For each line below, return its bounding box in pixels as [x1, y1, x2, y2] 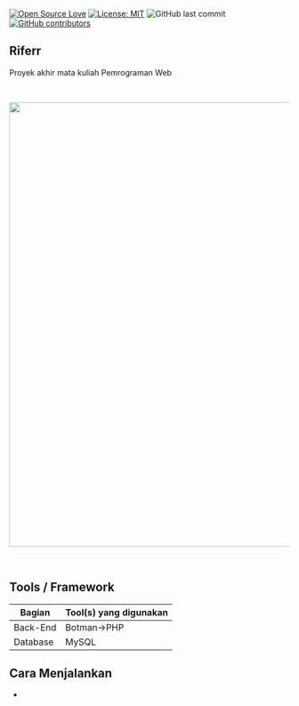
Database [13, 636, 54, 648]
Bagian [20, 606, 51, 618]
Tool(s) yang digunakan [65, 606, 169, 618]
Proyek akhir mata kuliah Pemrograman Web [9, 67, 172, 77]
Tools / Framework [9, 580, 115, 595]
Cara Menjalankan [9, 666, 113, 681]
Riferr [9, 44, 42, 59]
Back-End [13, 621, 57, 633]
